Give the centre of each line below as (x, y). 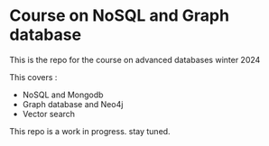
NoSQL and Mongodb (63, 95)
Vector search (48, 114)
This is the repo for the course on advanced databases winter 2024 (135, 59)
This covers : (33, 77)
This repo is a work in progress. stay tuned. (90, 131)
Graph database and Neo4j (73, 104)
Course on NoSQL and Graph (120, 16)
